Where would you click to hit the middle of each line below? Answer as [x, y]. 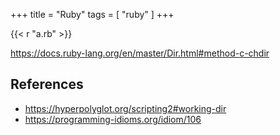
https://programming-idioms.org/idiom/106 [113, 119]
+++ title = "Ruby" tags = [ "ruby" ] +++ [92, 14]
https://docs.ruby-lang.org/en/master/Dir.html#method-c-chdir [140, 53]
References [47, 84]
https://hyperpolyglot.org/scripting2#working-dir [125, 108]
